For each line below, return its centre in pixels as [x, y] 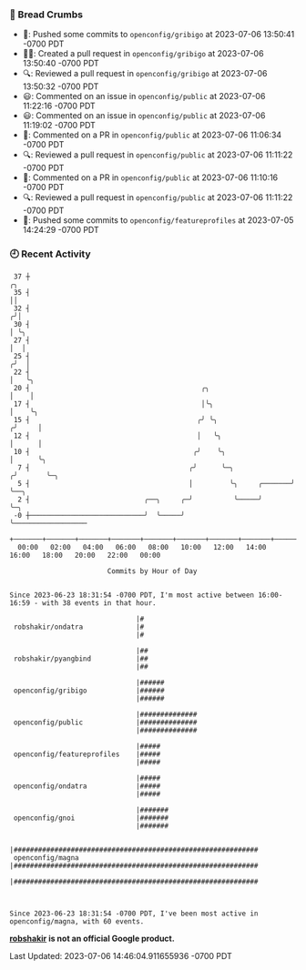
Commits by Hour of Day [152, 571]
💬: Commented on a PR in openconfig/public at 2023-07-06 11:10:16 [150, 177]
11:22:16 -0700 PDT [59, 106]
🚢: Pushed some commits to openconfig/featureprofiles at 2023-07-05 [158, 220]
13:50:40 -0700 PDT [61, 64]
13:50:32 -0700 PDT [61, 86]
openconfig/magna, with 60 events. [77, 921]
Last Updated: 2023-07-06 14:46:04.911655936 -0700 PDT [121, 955]
